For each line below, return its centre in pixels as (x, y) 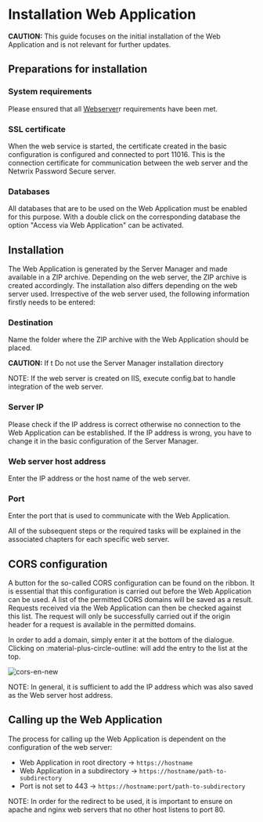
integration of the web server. (56, 387)
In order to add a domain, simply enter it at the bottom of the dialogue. (121, 640)
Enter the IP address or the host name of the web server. (99, 478)
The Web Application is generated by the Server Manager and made (118, 269)
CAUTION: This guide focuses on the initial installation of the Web (114, 36)
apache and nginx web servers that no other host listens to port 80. (117, 809)
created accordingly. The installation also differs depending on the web (123, 286)
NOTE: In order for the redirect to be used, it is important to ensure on (121, 801)
